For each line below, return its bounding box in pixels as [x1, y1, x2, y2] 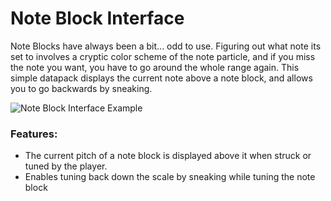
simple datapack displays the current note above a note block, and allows [10, 72, 313, 84]
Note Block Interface [10, 7, 185, 30]
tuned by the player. [24, 160, 108, 172]
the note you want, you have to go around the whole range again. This [10, 61, 300, 73]
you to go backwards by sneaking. [10, 82, 153, 94]
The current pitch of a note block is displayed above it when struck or [24, 150, 312, 162]
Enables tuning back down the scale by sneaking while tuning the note [24, 171, 316, 183]
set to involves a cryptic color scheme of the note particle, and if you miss [10, 50, 316, 62]
